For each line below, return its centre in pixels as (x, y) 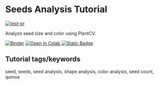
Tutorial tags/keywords (43, 59)
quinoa (12, 77)
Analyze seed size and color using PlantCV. (51, 33)
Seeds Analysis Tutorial (56, 9)
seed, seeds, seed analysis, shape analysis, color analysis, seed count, (80, 71)
